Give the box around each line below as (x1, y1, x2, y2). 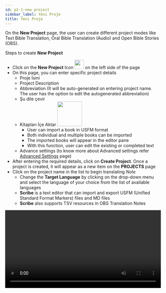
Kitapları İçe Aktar (19, 122, 56, 127)
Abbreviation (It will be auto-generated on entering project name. (19, 85, 152, 91)
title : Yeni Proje (5, 16, 43, 21)
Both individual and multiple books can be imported (27, 132, 132, 138)
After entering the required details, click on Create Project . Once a (12, 159, 148, 165)
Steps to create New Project (5, 50, 63, 56)
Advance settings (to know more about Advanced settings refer (19, 148, 149, 154)
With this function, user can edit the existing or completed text (27, 143, 154, 149)
